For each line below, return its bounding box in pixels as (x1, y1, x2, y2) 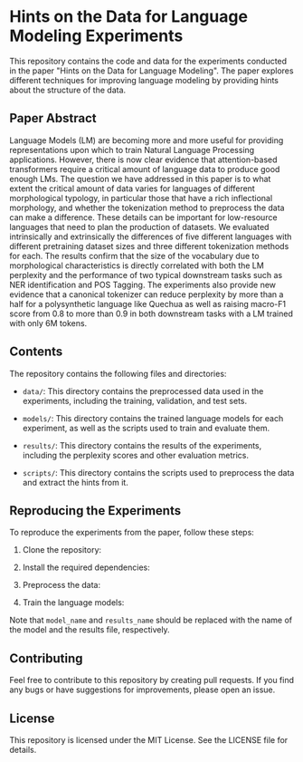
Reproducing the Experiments (9, 503, 182, 518)
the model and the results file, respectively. (9, 624, 170, 635)
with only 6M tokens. (9, 317, 88, 328)
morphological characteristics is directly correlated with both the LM (9, 260, 264, 271)
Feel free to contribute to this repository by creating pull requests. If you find (9, 675, 295, 686)
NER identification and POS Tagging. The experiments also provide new (9, 279, 277, 290)
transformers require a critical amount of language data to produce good (9, 163, 280, 174)
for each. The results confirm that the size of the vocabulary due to (9, 250, 260, 261)
